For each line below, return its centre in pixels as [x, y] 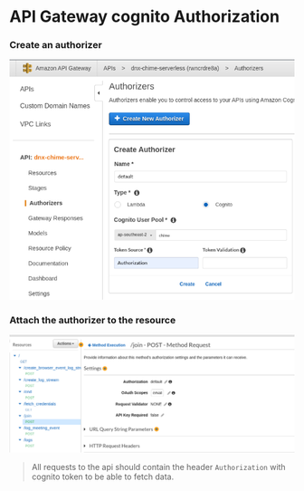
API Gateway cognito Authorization [145, 17]
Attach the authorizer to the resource [93, 320]
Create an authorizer [56, 45]
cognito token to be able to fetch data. [103, 477]
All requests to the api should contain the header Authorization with [159, 467]
